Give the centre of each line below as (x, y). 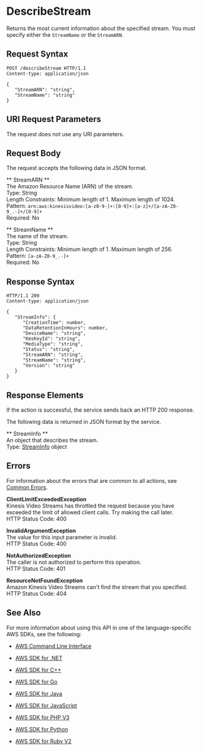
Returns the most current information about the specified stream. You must (101, 28)
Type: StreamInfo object (37, 447)
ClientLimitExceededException (47, 499)
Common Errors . (27, 487)
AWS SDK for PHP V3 (42, 717)
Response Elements (45, 395)
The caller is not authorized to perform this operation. (74, 562)
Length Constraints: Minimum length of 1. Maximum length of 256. (90, 249)
